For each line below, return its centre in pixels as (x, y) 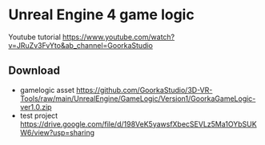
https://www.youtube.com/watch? (119, 37)
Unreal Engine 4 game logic (101, 15)
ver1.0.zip (36, 107)
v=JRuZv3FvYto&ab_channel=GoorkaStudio (81, 45)
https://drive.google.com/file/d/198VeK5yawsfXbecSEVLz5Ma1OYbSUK (139, 124)
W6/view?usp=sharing (57, 132)
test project (39, 115)
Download (34, 71)
